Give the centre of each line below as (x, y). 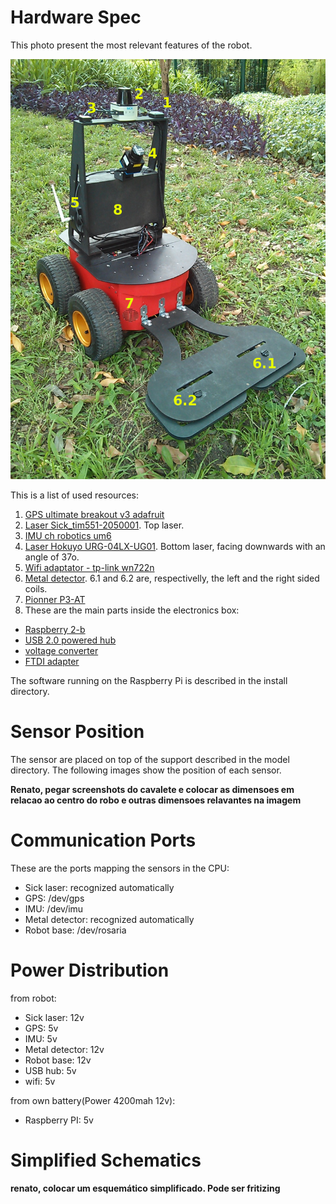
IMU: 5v (41, 1038)
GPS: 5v (41, 1028)
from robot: (33, 998)
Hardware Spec (76, 17)
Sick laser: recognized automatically (99, 887)
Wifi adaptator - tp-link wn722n (89, 567)
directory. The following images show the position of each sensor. (146, 770)
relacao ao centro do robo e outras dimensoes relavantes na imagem (156, 800)
